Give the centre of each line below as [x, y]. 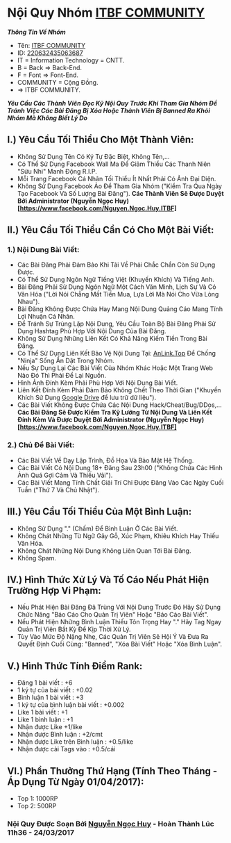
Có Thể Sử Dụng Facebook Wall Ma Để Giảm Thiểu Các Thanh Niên [114, 164]
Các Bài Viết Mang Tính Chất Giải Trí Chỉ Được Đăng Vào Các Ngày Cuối [120, 482]
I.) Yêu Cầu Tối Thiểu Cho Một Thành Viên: [101, 140]
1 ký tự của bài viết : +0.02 [55, 690]
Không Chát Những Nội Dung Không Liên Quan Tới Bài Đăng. [104, 551]
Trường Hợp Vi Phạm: [54, 591]
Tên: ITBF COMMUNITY [51, 45]
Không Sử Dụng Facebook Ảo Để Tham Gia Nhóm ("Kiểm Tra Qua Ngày [119, 186]
